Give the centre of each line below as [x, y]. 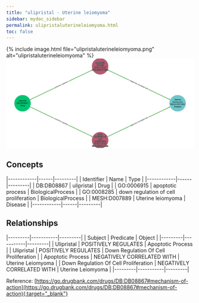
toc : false [20, 32]
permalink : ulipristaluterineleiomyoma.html [62, 25]
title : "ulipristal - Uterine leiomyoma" [58, 13]
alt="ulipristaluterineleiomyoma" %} [50, 55]
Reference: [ [21, 281]
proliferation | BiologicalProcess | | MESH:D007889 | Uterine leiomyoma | [96, 198]
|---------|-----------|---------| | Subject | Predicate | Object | [82, 237]
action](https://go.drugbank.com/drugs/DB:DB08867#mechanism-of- [92, 287]
